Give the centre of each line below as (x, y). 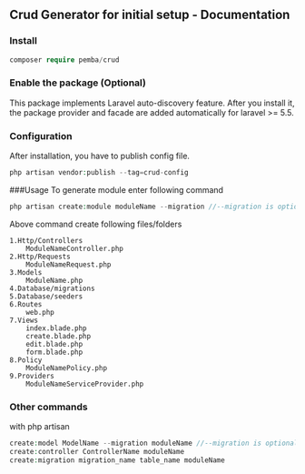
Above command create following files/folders (96, 224)
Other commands (49, 407)
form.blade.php (54, 352)
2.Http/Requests (40, 257)
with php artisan (39, 427)
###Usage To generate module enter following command (117, 190)
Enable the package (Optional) (78, 83)
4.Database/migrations (52, 288)
